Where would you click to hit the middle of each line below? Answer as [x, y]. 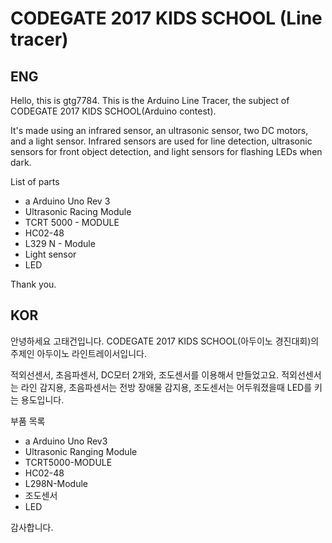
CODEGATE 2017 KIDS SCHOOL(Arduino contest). [113, 111]
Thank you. [33, 284]
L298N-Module [56, 483]
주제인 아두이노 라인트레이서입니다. [78, 353]
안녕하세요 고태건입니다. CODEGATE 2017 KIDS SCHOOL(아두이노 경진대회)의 [165, 341]
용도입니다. [42, 399]
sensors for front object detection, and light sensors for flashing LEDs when [166, 151]
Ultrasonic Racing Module [78, 211]
